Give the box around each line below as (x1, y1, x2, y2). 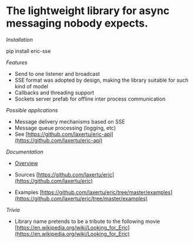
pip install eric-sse (6, 47, 51, 54)
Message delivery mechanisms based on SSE (14, 118, 125, 125)
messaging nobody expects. (6, 16, 148, 30)
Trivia (6, 206, 20, 213)
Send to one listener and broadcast (14, 70, 100, 77)
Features (6, 59, 28, 66)
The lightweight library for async (6, 4, 170, 18)
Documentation (6, 148, 44, 155)
